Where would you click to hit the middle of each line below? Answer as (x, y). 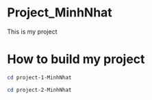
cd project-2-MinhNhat (39, 90)
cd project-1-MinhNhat (39, 77)
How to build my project (76, 59)
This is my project (32, 32)
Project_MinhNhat (60, 13)
